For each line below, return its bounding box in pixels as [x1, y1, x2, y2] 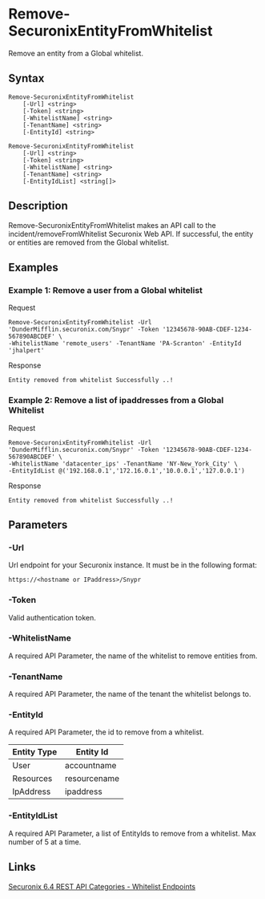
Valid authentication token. [8, 612, 96, 622]
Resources [12, 773, 53, 784]
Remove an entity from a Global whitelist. [8, 48, 144, 58]
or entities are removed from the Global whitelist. [8, 238, 170, 247]
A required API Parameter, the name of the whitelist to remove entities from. [8, 651, 258, 661]
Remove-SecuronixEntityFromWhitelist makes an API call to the [8, 220, 216, 230]
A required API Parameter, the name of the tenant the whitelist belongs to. [8, 690, 251, 699]
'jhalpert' [8, 347, 45, 355]
